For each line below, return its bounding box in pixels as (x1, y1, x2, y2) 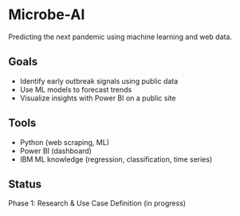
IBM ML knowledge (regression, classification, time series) (19, 154, 213, 164)
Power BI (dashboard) (19, 146, 92, 155)
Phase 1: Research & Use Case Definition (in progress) (8, 198, 186, 208)
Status (8, 177, 42, 190)
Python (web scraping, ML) (19, 137, 110, 147)
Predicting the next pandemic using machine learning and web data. (8, 32, 233, 41)
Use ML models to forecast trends (19, 84, 132, 94)
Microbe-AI (8, 6, 85, 24)
